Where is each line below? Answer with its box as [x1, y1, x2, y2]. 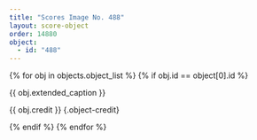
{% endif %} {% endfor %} [9, 121, 107, 133]
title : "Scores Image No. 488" [9, 12, 125, 22]
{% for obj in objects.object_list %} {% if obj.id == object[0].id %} [9, 70, 249, 81]
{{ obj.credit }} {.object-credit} [9, 105, 120, 115]
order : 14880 [9, 29, 58, 38]
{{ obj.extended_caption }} [9, 88, 106, 98]
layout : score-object [9, 21, 90, 30]
